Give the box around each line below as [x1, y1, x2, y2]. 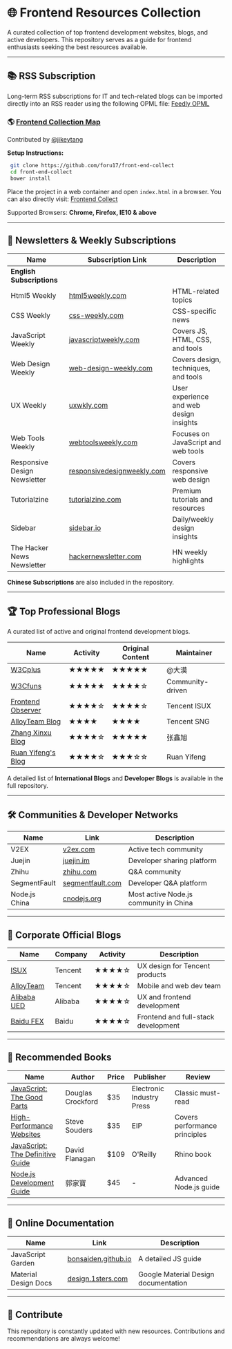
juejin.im [62, 856, 90, 865]
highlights [172, 556, 204, 566]
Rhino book [175, 1149, 212, 1159]
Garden [10, 1258, 35, 1267]
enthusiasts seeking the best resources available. [7, 43, 148, 51]
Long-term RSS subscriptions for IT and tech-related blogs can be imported [7, 92, 223, 100]
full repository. [7, 782, 48, 790]
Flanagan [65, 1153, 95, 1163]
